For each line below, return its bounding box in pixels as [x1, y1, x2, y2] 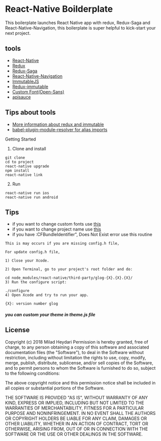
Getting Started [5, 136, 36, 142]
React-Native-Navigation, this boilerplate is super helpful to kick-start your [5, 25, 156, 30]
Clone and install [12, 146, 47, 151]
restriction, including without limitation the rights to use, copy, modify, [5, 354, 146, 360]
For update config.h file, [5, 250, 60, 255]
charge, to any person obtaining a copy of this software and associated [5, 344, 149, 350]
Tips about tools [5, 108, 56, 117]
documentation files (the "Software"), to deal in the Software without [5, 349, 144, 355]
